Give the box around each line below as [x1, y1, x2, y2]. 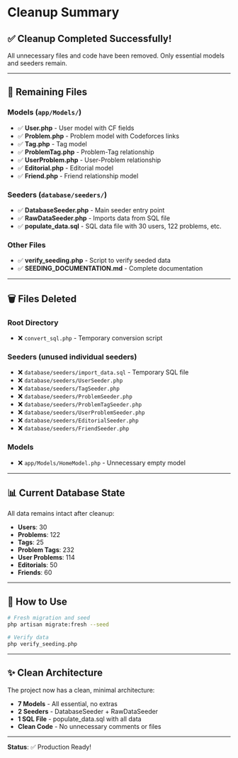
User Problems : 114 [17, 553, 76, 562]
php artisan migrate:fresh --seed [7, 621, 110, 629]
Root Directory [7, 318, 59, 327]
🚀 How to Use [7, 595, 67, 607]
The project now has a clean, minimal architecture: [7, 686, 155, 694]
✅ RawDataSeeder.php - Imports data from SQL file [17, 214, 171, 222]
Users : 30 [17, 523, 47, 531]
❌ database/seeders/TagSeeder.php [17, 384, 120, 393]
